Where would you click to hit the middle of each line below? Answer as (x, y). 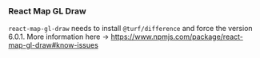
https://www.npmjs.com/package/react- (177, 37)
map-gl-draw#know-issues (53, 45)
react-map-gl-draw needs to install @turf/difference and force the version (131, 29)
